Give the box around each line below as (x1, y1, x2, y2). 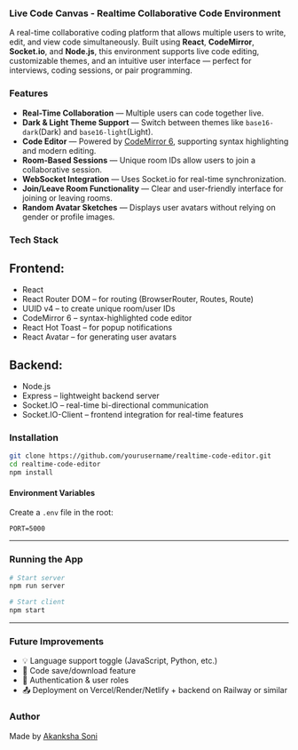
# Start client (9, 598, 66, 607)
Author (9, 710, 41, 722)
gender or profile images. (21, 211, 115, 222)
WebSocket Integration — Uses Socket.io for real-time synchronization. (21, 173, 286, 184)
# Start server (9, 573, 66, 582)
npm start (9, 606, 46, 615)
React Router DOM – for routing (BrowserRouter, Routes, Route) (21, 294, 255, 305)
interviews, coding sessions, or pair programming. (9, 65, 192, 76)
